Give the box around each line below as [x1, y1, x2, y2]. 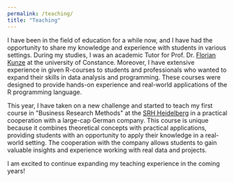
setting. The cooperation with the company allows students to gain [24, 138, 217, 146]
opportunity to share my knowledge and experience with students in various [7, 43, 227, 52]
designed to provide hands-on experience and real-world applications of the [7, 80, 228, 89]
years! [7, 167, 26, 175]
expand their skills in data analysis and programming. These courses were [7, 73, 221, 81]
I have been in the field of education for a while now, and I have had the [7, 36, 213, 44]
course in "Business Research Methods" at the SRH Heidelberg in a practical [7, 109, 228, 117]
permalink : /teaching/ [7, 10, 73, 17]
